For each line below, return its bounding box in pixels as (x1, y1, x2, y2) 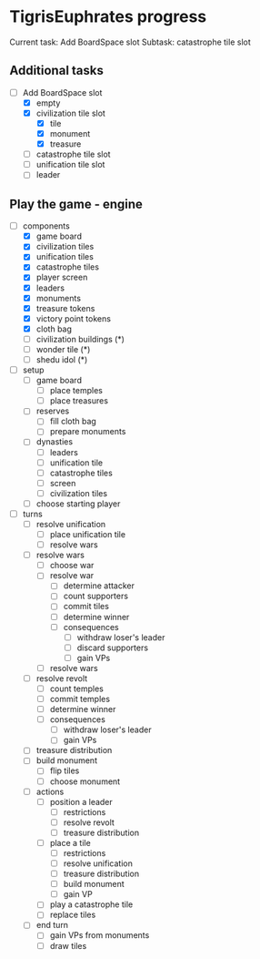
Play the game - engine (9, 196, 144, 211)
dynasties (35, 436, 74, 447)
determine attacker (63, 580, 135, 591)
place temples (49, 385, 103, 396)
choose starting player (35, 498, 121, 509)
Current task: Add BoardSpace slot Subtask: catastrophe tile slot (9, 36, 252, 47)
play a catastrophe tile (49, 899, 134, 910)
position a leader (49, 796, 114, 807)
